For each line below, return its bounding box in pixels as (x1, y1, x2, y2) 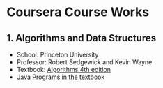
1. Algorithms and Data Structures (6, 32, 157, 44)
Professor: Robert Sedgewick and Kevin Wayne (16, 58, 153, 66)
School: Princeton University (16, 50, 99, 59)
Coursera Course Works (6, 4, 150, 20)
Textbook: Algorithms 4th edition (16, 66, 111, 73)
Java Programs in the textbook (16, 73, 105, 81)
